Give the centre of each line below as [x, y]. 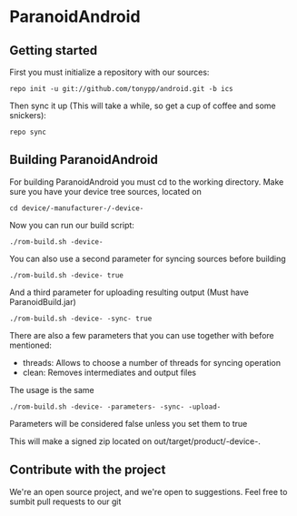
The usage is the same [52, 390]
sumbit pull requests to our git [65, 501]
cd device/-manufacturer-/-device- [77, 208]
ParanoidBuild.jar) [43, 301]
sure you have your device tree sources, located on [105, 191]
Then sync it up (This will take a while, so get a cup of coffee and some [143, 106]
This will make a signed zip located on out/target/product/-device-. [135, 441]
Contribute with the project [88, 470]
